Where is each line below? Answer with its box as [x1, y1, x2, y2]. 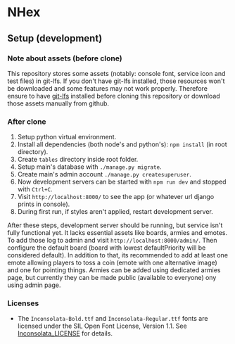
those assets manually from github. [7, 99, 110, 108]
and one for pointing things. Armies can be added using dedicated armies [7, 266, 221, 274]
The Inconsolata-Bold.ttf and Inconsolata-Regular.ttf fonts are [17, 314, 208, 323]
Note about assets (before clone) [7, 53, 122, 63]
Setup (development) [7, 32, 103, 44]
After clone [7, 117, 47, 127]
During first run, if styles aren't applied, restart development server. [17, 208, 213, 216]
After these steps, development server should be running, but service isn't [7, 221, 223, 229]
